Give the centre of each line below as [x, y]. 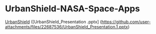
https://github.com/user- [126, 22]
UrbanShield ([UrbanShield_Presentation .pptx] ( [53, 22]
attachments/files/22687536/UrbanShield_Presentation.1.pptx [67, 26]
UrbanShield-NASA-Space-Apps [72, 9]
